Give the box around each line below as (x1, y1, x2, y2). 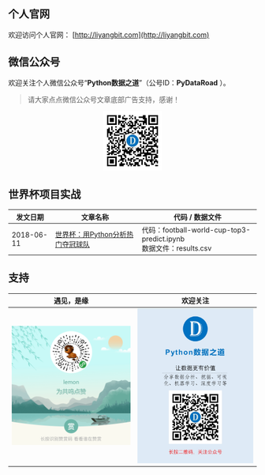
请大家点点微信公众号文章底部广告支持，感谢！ (27, 94, 180, 104)
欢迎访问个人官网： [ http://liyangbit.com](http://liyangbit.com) (8, 30, 210, 40)
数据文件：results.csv (141, 243, 212, 253)
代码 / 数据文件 (173, 212, 222, 221)
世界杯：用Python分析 (54, 229, 127, 239)
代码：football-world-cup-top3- (141, 225, 251, 235)
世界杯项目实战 (8, 188, 81, 202)
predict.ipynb (141, 234, 185, 243)
